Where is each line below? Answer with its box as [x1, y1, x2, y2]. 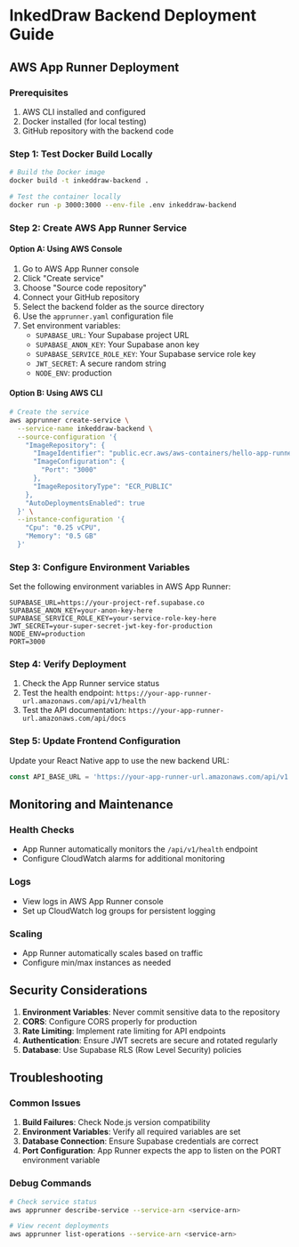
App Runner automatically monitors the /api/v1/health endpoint [21, 844, 258, 854]
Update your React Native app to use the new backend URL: [9, 755, 230, 765]
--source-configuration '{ [17, 433, 117, 441]
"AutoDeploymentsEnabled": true [25, 498, 145, 507]
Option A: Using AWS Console [9, 244, 123, 255]
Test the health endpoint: [21, 687, 114, 699]
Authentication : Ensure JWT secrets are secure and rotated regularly [21, 1034, 279, 1046]
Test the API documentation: [21, 705, 127, 716]
